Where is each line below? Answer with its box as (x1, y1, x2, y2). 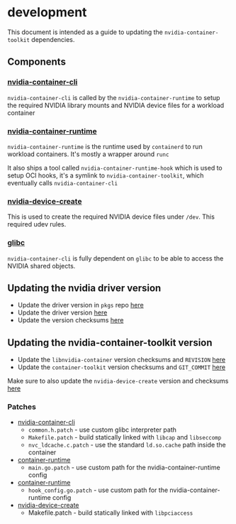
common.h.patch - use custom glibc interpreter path (28, 425, 177, 434)
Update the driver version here (17, 308, 108, 317)
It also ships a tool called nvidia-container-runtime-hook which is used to (7, 163, 223, 172)
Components (7, 56, 66, 68)
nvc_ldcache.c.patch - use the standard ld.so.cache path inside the (28, 441, 227, 449)
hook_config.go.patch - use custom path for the (28, 486, 169, 494)
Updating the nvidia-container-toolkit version (7, 337, 213, 349)
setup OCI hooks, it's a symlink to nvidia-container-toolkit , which (7, 171, 204, 180)
